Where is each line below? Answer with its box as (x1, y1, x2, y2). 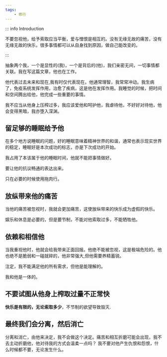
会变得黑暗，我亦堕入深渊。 (5, 108, 62, 114)
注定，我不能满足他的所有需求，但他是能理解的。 (5, 263, 105, 269)
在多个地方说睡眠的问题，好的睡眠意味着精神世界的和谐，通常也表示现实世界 (5, 138, 162, 144)
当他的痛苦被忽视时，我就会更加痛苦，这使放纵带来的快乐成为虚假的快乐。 (5, 206, 158, 212)
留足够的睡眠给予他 (5, 124, 64, 132)
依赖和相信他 (5, 232, 45, 241)
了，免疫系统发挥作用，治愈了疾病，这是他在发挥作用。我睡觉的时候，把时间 (5, 85, 162, 91)
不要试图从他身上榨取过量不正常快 (5, 290, 110, 298)
